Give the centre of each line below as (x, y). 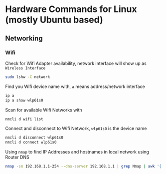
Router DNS (17, 157)
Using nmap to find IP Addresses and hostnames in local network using (77, 152)
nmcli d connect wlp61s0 (31, 142)
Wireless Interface (25, 68)
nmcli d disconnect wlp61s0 (34, 138)
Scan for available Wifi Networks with (44, 110)
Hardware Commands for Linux (71, 9)
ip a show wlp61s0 (24, 100)
